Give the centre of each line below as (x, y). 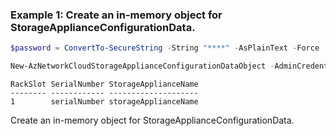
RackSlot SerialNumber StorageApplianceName (104, 84)
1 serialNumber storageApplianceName (104, 102)
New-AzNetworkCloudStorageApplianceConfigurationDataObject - (142, 66)
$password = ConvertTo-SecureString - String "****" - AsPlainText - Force (165, 48)
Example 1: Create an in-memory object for (116, 15)
